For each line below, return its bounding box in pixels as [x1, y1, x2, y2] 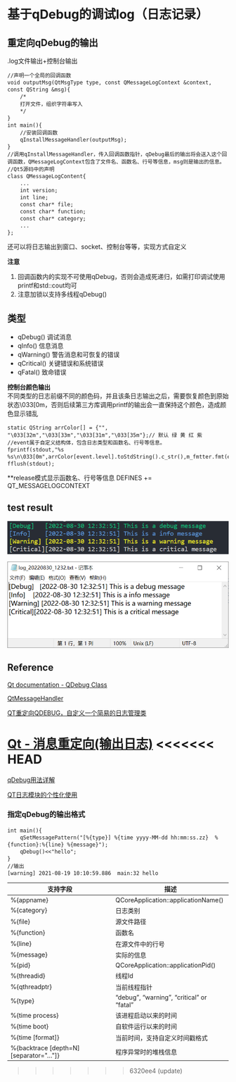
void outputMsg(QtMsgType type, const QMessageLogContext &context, [7, 79, 212, 86]
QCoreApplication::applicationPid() [115, 961, 216, 969]
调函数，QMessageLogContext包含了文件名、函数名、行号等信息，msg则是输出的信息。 [7, 158, 225, 166]
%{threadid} [10, 971, 46, 980]
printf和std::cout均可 [17, 281, 77, 290]
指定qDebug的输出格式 [7, 809, 86, 819]
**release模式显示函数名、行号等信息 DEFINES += [7, 473, 152, 482]
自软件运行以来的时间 [115, 1022, 178, 1031]
